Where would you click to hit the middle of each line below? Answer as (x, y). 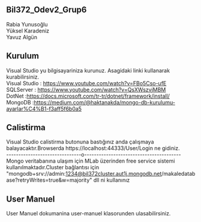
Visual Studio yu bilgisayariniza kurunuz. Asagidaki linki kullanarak (88, 70)
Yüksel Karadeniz (28, 31)
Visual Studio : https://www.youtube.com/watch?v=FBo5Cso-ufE (86, 83)
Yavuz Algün (22, 37)
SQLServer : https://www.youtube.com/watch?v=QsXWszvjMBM (86, 89)
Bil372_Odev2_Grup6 (46, 10)
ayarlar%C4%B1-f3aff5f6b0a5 (44, 109)
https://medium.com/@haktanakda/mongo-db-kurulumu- (105, 102)
